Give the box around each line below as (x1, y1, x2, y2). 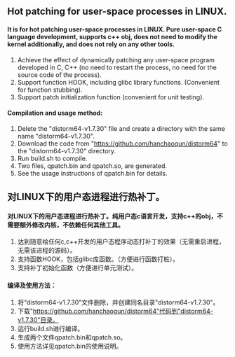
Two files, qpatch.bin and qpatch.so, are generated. (17, 161, 167, 170)
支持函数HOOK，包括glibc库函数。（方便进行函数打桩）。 (17, 255, 179, 263)
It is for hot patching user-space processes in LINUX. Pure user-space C (7, 24, 222, 34)
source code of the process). (17, 70, 102, 79)
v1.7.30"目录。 (17, 315, 60, 324)
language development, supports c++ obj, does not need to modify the (7, 32, 217, 41)
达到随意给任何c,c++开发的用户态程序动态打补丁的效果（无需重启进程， (17, 237, 226, 246)
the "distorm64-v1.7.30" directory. (17, 146, 116, 155)
